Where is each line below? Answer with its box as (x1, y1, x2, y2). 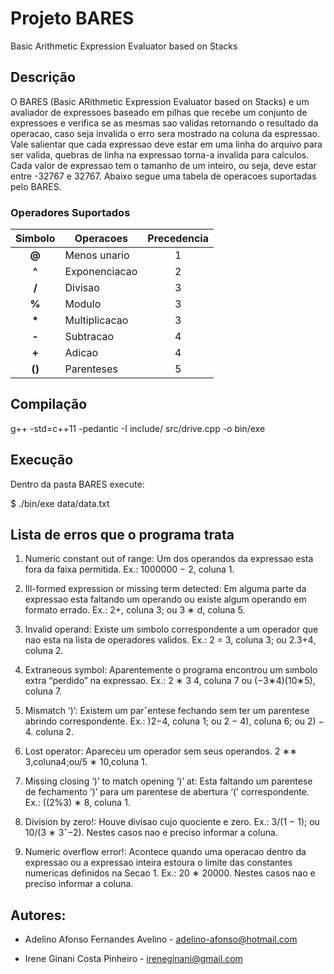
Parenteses (64, 362, 118, 376)
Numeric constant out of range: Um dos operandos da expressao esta (24, 553, 314, 565)
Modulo (64, 297, 102, 311)
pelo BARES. (10, 180, 62, 192)
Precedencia (147, 232, 209, 246)
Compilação (10, 396, 88, 413)
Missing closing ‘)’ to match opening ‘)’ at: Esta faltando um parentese (24, 775, 313, 787)
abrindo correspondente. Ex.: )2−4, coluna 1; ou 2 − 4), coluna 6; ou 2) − (24, 715, 325, 727)
